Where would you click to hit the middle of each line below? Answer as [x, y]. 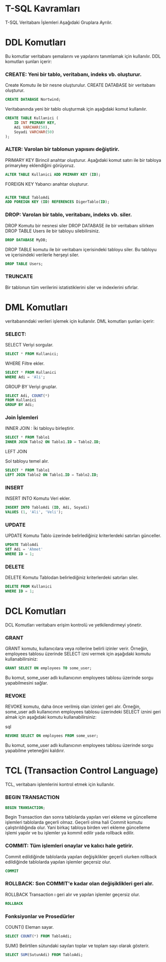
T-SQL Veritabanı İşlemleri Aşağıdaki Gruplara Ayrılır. [59, 22]
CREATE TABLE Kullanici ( [32, 118]
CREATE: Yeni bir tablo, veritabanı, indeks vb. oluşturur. [74, 74]
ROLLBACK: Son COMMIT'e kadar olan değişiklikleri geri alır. [80, 884]
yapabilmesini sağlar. [27, 683]
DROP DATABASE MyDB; [27, 240]
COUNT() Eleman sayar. [29, 927]
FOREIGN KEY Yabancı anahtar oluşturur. [47, 184]
